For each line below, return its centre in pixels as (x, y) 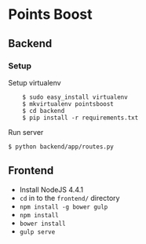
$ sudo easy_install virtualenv (75, 97)
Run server (26, 132)
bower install (42, 224)
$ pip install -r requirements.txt (80, 118)
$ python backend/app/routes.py (61, 147)
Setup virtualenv (35, 82)
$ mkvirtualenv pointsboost (68, 104)
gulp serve (37, 232)
